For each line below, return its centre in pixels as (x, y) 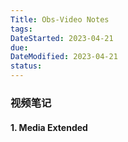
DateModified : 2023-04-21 (64, 57)
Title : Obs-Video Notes (60, 19)
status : (26, 66)
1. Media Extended (49, 127)
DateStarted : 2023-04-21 (62, 38)
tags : (21, 29)
